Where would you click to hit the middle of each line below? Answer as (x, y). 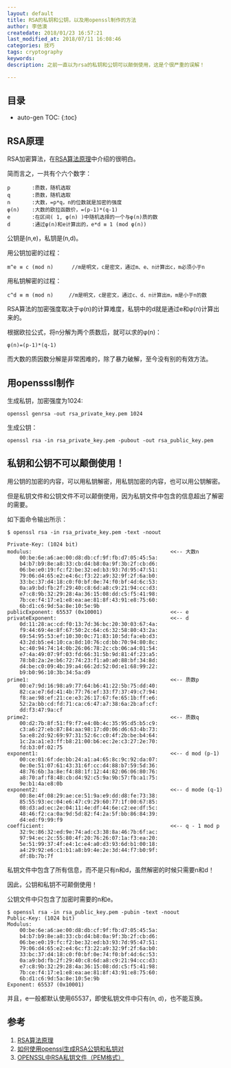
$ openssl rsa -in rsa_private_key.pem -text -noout (84, 532)
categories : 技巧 (31, 46)
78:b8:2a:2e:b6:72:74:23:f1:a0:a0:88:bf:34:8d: (89, 660)
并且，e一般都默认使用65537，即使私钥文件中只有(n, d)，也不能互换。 (107, 998)
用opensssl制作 (41, 383)
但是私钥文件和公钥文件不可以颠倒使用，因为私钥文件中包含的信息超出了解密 (115, 496)
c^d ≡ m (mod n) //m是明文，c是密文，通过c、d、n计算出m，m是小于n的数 (107, 295)
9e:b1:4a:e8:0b (41, 784)
